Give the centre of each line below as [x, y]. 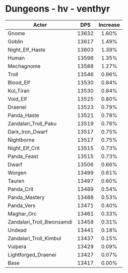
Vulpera [17, 246]
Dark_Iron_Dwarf [28, 132]
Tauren [16, 181]
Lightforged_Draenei [32, 254]
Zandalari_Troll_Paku [32, 123]
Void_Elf [17, 99]
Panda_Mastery [26, 197]
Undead [17, 230]
